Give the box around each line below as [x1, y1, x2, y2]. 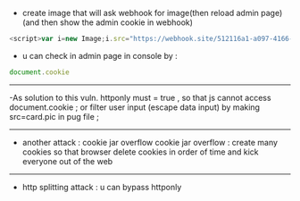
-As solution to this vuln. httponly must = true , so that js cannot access [9, 92, 271, 103]
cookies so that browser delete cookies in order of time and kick [21, 147, 259, 157]
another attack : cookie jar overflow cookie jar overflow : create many [21, 137, 279, 147]
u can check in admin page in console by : [21, 50, 179, 61]
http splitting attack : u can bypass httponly [21, 181, 182, 192]
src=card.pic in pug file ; [9, 111, 100, 121]
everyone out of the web [21, 155, 113, 166]
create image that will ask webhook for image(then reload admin [21, 8, 259, 18]
